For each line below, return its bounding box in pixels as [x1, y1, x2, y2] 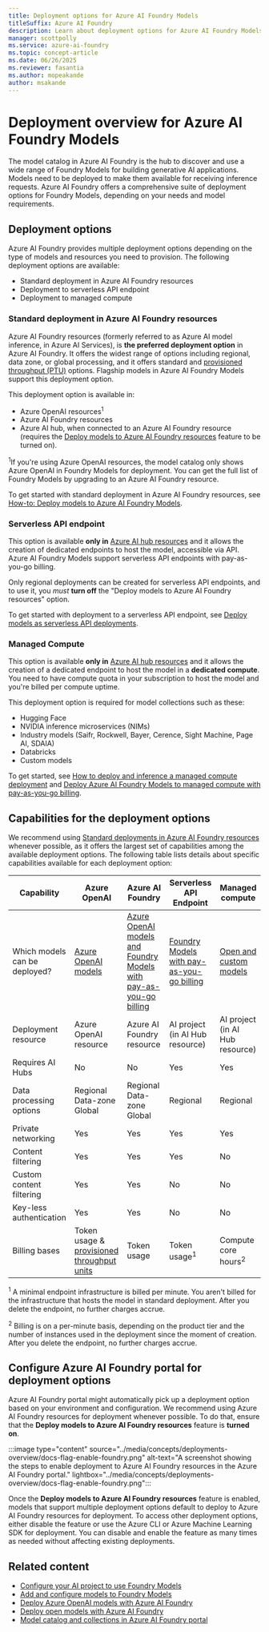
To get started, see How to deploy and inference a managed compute [8, 771, 238, 781]
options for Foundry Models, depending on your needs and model [8, 191, 226, 200]
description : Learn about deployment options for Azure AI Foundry [8, 26, 239, 34]
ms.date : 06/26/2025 [8, 57, 78, 65]
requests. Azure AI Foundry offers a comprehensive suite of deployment [8, 182, 247, 192]
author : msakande [8, 78, 66, 86]
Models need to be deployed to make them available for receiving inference [8, 174, 258, 183]
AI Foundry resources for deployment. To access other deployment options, [8, 1511, 259, 1521]
